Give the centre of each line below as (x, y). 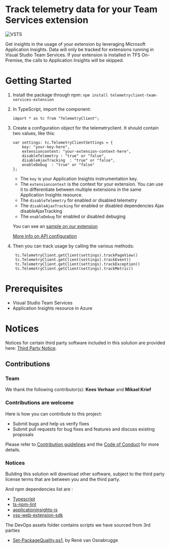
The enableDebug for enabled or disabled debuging (73, 216)
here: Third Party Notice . (31, 348)
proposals (23, 434)
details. (13, 449)
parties (13, 530)
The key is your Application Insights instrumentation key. (79, 178)
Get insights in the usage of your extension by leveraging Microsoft (75, 44)
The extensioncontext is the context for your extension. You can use (92, 184)
